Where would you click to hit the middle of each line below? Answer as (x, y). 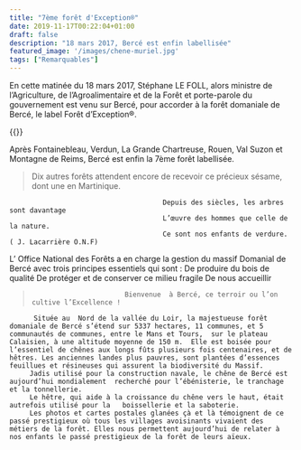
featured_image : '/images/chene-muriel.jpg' (94, 52)
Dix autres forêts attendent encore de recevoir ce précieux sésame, (156, 176)
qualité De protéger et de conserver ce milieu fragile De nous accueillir (141, 278)
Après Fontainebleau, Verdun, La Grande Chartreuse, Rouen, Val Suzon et (146, 149)
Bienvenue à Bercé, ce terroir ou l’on (201, 295)
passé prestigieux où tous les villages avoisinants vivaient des (137, 421)
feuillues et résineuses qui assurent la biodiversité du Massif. (137, 366)
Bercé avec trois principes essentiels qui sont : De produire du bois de (140, 268)
